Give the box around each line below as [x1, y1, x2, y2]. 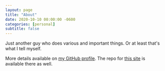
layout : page [5, 7, 33, 13]
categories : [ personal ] [5, 21, 56, 27]
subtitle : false [5, 26, 39, 31]
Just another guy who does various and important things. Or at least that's [5, 40, 160, 46]
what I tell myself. [5, 46, 42, 52]
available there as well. [5, 61, 53, 67]
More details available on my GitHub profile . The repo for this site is [5, 55, 145, 61]
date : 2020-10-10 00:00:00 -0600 [5, 17, 76, 22]
